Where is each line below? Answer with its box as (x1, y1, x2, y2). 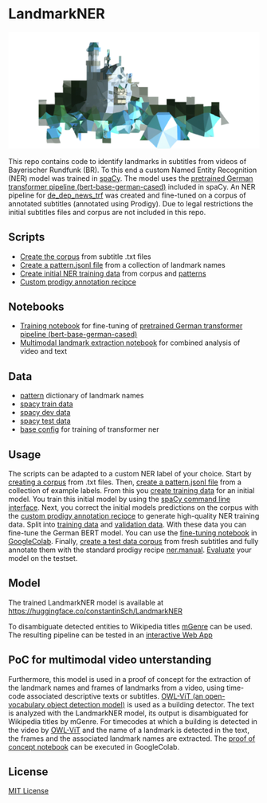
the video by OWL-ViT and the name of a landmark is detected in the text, (8, 725, 249, 734)
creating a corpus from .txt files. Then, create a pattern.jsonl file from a (8, 477, 241, 487)
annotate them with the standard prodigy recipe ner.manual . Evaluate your (8, 545, 252, 554)
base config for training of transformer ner (19, 425, 159, 434)
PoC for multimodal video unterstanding (8, 653, 212, 667)
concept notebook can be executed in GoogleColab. (8, 742, 180, 751)
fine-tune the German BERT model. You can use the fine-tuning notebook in (8, 527, 257, 538)
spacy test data (19, 416, 71, 426)
